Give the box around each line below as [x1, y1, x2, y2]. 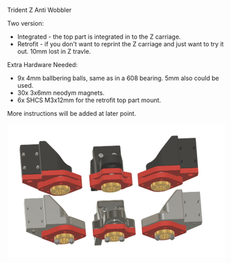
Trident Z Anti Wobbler [7, 6, 72, 14]
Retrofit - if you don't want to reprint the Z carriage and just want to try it [17, 40, 224, 48]
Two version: [7, 19, 44, 27]
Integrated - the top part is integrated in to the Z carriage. [17, 32, 181, 41]
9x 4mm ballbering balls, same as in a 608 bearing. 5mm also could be [17, 74, 219, 82]
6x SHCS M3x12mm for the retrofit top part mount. [17, 96, 161, 104]
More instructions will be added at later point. [7, 110, 136, 117]
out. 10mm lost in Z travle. [17, 48, 91, 55]
